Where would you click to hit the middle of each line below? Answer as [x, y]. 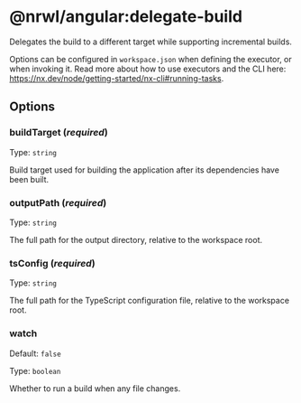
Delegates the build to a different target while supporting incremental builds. [151, 42]
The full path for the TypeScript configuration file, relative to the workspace [150, 301]
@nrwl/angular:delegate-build [126, 17]
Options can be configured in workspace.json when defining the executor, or [151, 59]
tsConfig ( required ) [53, 263]
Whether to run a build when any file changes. [95, 388]
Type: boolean [35, 370]
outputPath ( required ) [58, 202]
